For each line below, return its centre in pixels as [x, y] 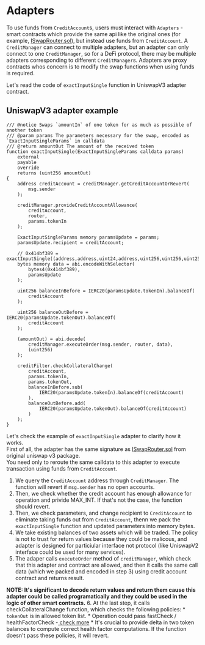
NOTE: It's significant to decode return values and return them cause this [101, 590]
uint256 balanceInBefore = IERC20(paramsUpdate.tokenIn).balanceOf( [106, 291]
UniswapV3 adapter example [63, 111]
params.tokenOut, [50, 382]
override [28, 168]
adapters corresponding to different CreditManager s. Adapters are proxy [97, 60]
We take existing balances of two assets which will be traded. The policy [106, 532]
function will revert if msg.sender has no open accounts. [85, 487]
